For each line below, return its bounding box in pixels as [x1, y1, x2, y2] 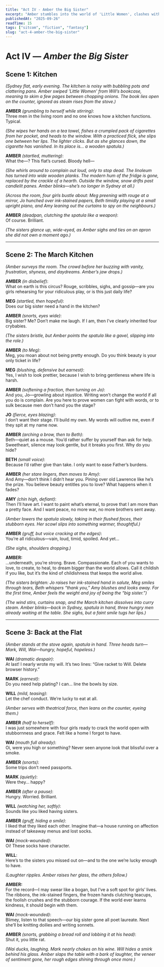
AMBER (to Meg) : [5, 347, 41, 353]
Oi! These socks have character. [5, 843, 70, 849]
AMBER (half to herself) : [5, 719, 55, 725]
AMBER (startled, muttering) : [5, 153, 64, 158]
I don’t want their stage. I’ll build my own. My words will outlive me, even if [5, 417, 155, 423]
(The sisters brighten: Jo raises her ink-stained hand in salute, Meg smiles [5, 580, 155, 585]
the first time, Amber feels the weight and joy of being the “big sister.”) [5, 590, 147, 596]
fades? [5, 486, 19, 492]
